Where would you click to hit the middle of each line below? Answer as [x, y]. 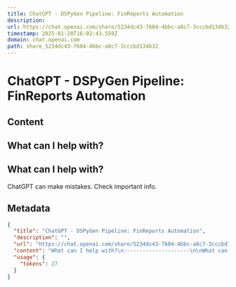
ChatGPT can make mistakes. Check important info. [82, 186]
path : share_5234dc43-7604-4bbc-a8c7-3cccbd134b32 [83, 46]
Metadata [29, 209]
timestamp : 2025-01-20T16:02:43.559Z [63, 33]
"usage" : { [29, 257]
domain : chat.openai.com [44, 40]
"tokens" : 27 [39, 264]
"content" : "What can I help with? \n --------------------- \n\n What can [121, 251]
